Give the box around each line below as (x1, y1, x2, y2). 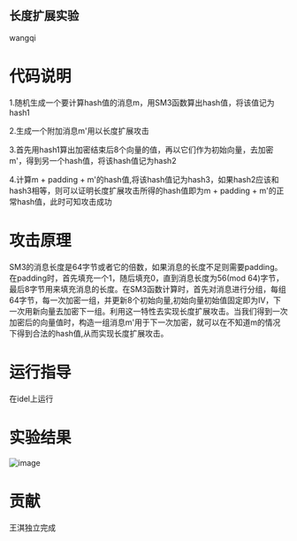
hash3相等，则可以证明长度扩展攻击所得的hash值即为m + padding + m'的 (9, 185, 277, 196)
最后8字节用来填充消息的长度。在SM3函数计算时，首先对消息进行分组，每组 (9, 283, 286, 294)
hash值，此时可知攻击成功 (16, 196, 112, 206)
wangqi (9, 32, 37, 43)
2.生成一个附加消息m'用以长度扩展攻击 (9, 125, 150, 135)
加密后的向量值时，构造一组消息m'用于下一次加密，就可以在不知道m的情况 (9, 317, 281, 328)
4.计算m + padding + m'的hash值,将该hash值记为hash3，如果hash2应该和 (9, 174, 280, 184)
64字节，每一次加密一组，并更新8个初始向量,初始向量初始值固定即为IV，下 (9, 295, 281, 305)
